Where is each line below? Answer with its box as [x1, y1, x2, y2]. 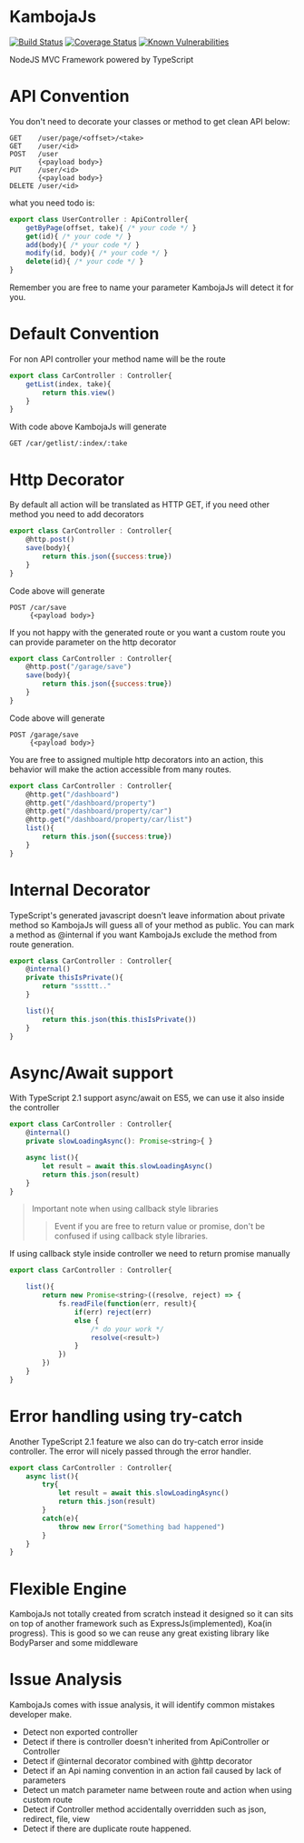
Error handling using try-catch [9, 1406, 243, 1427]
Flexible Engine [9, 1578, 127, 1599]
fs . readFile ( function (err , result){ [57, 1299, 197, 1308]
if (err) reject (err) [74, 1307, 152, 1317]
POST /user [9, 149, 59, 158]
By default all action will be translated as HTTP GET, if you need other [9, 499, 270, 510]
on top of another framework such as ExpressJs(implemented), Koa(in [9, 1618, 272, 1629]
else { [74, 1316, 100, 1325]
